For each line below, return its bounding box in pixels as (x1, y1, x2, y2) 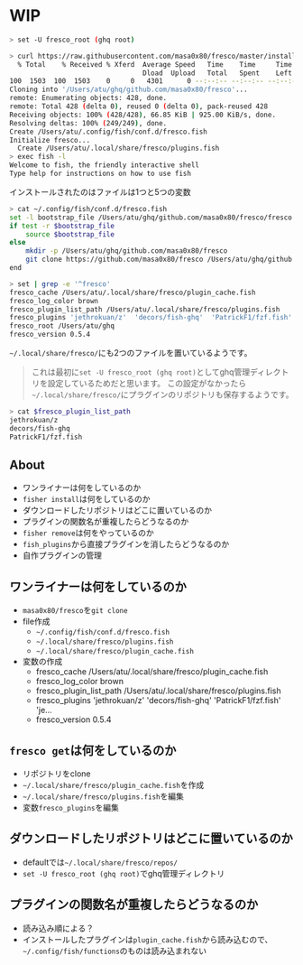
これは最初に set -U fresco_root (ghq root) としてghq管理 (31, 367, 251, 377)
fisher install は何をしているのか (22, 494, 151, 505)
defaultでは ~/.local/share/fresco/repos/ (22, 857, 179, 868)
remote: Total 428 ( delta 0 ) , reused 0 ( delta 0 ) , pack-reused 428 (9, 102, 269, 111)
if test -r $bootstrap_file (9, 221, 115, 230)
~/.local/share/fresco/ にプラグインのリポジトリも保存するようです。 (31, 389, 294, 400)
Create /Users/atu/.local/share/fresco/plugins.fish (17, 144, 220, 153)
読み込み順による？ (22, 923, 95, 933)
